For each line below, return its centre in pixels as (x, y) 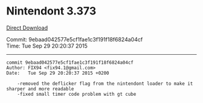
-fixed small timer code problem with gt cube (77, 94)
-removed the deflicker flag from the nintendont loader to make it (105, 83)
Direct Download (27, 28)
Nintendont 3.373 (51, 11)
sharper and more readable (40, 89)
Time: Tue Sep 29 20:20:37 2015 (47, 46)
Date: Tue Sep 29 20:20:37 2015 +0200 (58, 73)
